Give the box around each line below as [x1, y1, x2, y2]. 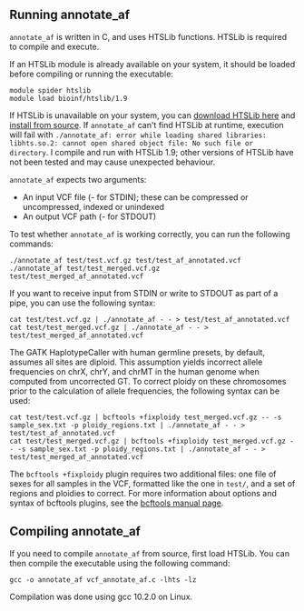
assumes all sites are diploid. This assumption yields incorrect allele [9, 356, 263, 367]
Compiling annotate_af [9, 524, 141, 539]
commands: [9, 238, 54, 249]
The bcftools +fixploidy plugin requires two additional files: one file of [9, 468, 277, 479]
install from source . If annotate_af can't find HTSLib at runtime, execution [9, 119, 284, 130]
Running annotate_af [9, 7, 130, 23]
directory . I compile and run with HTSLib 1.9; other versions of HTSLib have [9, 146, 294, 157]
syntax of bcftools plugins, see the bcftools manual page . [9, 497, 224, 508]
